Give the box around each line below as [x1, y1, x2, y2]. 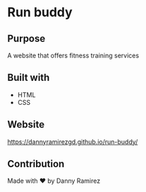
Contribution [7, 158, 65, 170]
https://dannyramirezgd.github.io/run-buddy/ [7, 137, 138, 146]
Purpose [7, 33, 46, 45]
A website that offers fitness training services [7, 51, 140, 60]
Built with [7, 72, 50, 84]
